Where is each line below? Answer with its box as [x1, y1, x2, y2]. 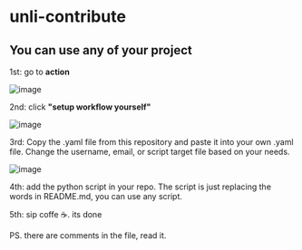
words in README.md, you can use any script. [9, 191, 183, 201]
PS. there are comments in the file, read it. [9, 230, 167, 241]
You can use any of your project [9, 43, 192, 58]
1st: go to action [9, 66, 70, 77]
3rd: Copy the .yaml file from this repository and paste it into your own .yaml [9, 137, 294, 147]
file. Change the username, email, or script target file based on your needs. [9, 147, 290, 157]
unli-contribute [9, 6, 127, 27]
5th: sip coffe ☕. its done [9, 209, 102, 219]
